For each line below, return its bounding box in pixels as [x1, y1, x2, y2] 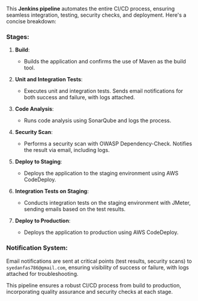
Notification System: [6, 244, 68, 252]
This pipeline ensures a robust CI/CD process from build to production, [6, 281, 181, 289]
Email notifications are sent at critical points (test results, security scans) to [6, 257, 192, 264]
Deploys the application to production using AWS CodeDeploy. [23, 229, 179, 236]
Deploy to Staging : [14, 158, 62, 165]
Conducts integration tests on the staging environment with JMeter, [23, 199, 191, 206]
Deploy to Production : [14, 217, 71, 224]
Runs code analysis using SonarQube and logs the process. [23, 117, 172, 124]
